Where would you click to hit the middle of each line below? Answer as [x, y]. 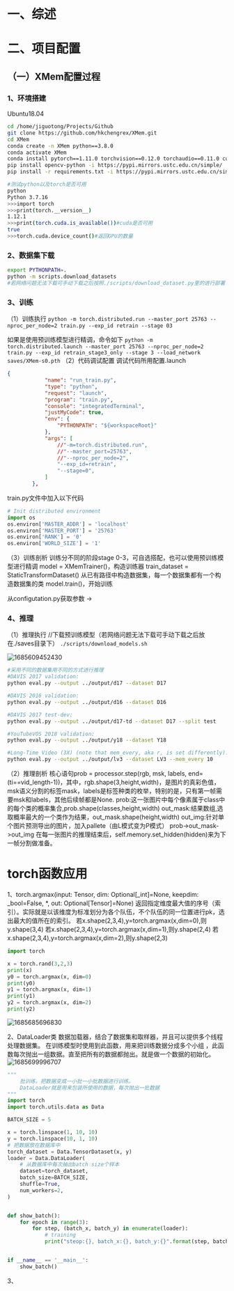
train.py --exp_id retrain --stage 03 [116, 326]
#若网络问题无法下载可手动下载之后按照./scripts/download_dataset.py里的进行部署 [116, 283]
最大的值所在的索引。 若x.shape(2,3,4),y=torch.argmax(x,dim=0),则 [110, 921]
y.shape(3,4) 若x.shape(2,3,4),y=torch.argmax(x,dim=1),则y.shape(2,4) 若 [113, 930]
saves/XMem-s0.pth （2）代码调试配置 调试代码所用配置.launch [97, 361]
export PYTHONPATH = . [37, 270]
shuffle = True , [40, 1184]
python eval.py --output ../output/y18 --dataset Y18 [87, 740]
